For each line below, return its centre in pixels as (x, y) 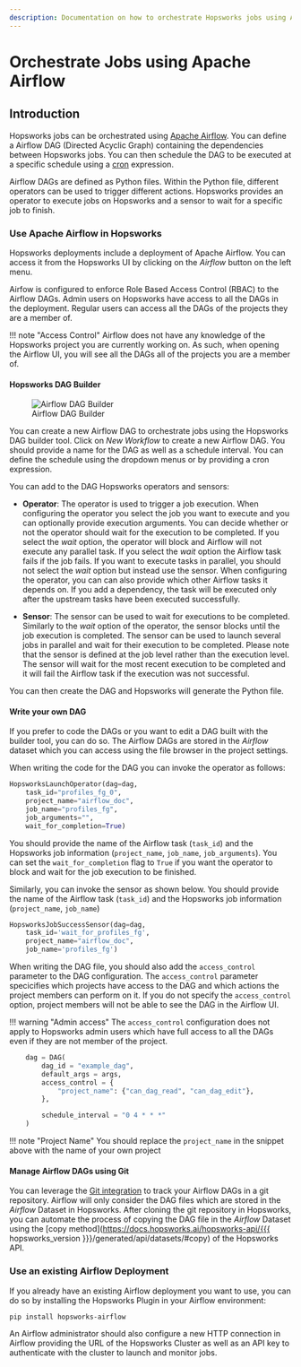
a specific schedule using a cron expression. (92, 164)
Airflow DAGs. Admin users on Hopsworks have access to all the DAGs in (144, 298)
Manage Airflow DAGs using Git (69, 1171)
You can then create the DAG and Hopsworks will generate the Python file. (146, 691)
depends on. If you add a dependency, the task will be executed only (150, 590)
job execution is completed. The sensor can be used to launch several (151, 636)
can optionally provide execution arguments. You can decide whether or (155, 523)
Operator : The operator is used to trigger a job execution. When (140, 504)
